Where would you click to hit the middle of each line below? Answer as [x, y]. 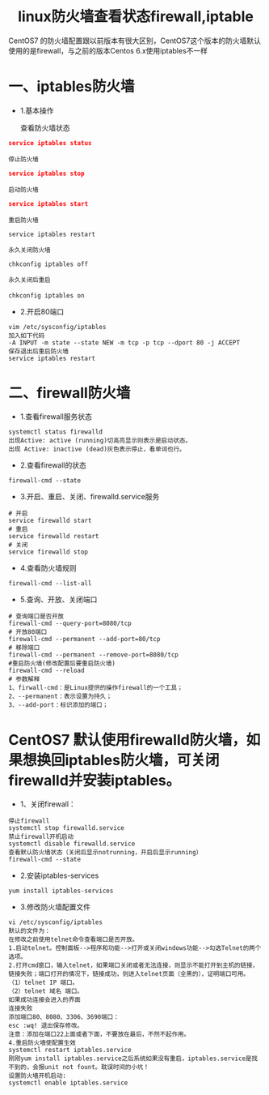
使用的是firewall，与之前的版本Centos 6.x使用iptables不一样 [108, 50]
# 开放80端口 [28, 632]
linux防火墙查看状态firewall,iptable [136, 17]
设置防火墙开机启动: [38, 1076]
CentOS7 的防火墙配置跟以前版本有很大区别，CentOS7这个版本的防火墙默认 [134, 41]
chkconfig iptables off [48, 264]
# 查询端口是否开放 [36, 617]
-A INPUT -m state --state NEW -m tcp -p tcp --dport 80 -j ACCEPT [124, 342]
